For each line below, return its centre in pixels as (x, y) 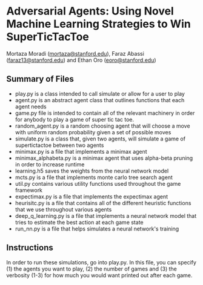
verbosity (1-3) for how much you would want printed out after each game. (99, 275)
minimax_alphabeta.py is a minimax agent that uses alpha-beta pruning (104, 158)
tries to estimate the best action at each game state (79, 222)
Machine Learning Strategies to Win (98, 24)
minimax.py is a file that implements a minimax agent (81, 151)
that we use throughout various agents (63, 209)
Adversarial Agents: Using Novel (90, 11)
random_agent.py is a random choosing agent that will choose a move (102, 126)
